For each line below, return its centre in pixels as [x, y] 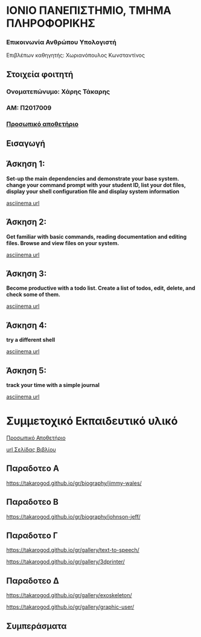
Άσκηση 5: [27, 370]
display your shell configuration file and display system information [93, 191]
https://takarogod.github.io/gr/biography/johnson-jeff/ [73, 516]
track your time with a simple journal [53, 385]
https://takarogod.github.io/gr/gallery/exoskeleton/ [69, 595]
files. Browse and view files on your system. [63, 243]
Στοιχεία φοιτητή [40, 74]
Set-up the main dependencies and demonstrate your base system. [93, 178]
